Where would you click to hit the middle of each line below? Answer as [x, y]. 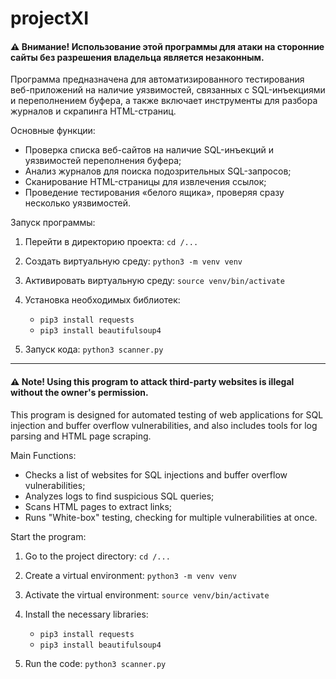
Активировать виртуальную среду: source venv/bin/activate [154, 281]
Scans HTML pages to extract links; [98, 506]
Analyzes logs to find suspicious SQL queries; [119, 496]
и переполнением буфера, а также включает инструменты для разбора [164, 101]
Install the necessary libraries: [86, 614]
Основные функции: [53, 131]
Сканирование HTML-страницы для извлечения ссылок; [145, 182]
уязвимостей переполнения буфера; [103, 161]
